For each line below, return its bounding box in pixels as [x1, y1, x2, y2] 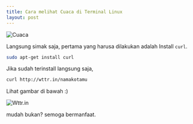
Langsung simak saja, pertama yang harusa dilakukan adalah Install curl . [6, 43, 188, 50]
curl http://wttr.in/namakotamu [6, 76, 87, 83]
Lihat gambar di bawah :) [6, 88, 68, 95]
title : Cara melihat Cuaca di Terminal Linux [6, 8, 122, 15]
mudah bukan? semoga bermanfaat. [6, 111, 96, 118]
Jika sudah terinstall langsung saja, [6, 65, 93, 72]
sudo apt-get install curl [6, 54, 74, 60]
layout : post [6, 14, 39, 20]
